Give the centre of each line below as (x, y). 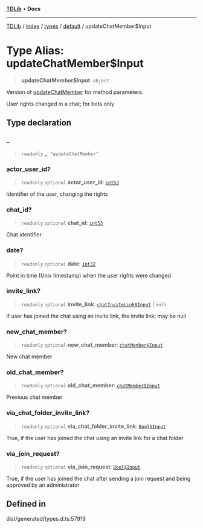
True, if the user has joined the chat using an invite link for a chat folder (95, 438)
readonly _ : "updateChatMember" (60, 153)
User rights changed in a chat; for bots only (60, 104)
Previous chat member (34, 397)
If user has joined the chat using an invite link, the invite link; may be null (96, 316)
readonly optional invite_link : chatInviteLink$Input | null (94, 304)
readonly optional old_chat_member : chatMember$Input (90, 386)
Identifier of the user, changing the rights (57, 194)
